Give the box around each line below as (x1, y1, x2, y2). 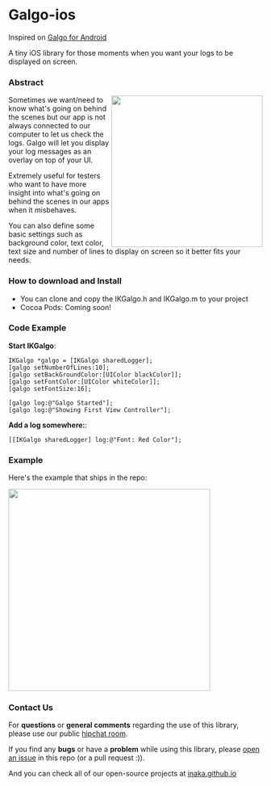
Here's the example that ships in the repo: (8, 473, 148, 482)
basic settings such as (8, 229, 83, 239)
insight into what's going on (8, 188, 101, 198)
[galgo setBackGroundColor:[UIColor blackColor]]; (8, 370, 182, 379)
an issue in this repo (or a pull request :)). (8, 753, 145, 763)
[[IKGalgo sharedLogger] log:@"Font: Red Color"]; (8, 435, 182, 443)
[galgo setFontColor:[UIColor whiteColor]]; (8, 377, 161, 385)
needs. (8, 255, 31, 265)
